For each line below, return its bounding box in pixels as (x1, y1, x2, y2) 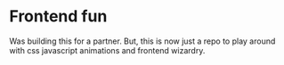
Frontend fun (9, 6, 108, 27)
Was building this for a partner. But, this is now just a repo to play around (9, 36, 276, 46)
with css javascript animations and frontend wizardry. (9, 45, 206, 55)
